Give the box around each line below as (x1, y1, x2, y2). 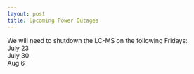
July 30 (7, 51, 30, 60)
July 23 (7, 44, 30, 52)
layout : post (7, 10, 46, 18)
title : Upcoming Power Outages (7, 17, 99, 24)
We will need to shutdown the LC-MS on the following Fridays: (7, 36, 188, 44)
